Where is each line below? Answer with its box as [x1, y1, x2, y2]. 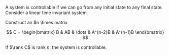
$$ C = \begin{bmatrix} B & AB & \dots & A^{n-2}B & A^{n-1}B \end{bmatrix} [6, 29, 164, 35]
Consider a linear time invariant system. [5, 10, 88, 16]
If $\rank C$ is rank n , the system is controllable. [5, 44, 107, 50]
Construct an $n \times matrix [5, 20, 67, 25]
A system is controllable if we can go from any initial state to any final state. [5, 5, 163, 10]
